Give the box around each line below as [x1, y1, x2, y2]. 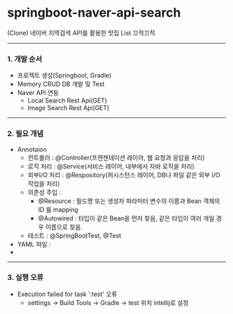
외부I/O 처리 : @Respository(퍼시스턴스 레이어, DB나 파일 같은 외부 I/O [27, 171, 221, 179]
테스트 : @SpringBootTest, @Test [27, 231, 121, 240]
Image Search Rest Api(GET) [27, 104, 110, 112]
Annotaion [17, 145, 47, 153]
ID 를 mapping [37, 205, 78, 213]
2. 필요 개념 [7, 129, 44, 139]
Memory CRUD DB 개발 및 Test [17, 80, 105, 88]
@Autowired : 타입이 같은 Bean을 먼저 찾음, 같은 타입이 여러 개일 [37, 213, 215, 223]
